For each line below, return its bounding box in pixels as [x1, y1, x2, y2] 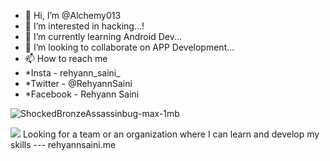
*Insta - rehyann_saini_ [24, 67, 121, 79]
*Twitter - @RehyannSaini [24, 78, 133, 89]
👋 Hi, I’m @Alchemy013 [24, 10, 122, 21]
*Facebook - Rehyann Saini [24, 88, 140, 100]
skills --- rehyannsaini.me [10, 139, 117, 150]
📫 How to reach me [24, 53, 108, 64]
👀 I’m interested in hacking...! [24, 20, 145, 32]
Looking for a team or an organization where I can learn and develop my [22, 128, 320, 140]
